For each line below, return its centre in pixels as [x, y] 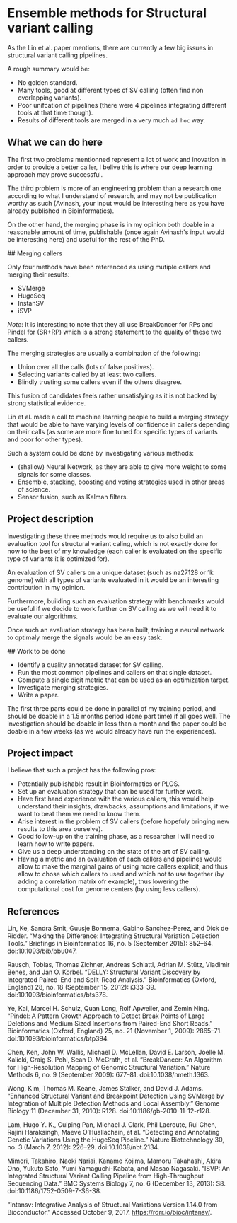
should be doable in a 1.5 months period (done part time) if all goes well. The [119, 716]
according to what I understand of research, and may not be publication [112, 195]
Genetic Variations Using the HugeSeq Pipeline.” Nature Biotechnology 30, [116, 1140]
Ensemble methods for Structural [107, 13]
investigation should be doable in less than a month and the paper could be [117, 724]
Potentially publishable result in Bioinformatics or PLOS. [99, 784]
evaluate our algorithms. [43, 616]
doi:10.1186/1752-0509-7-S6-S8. [54, 1191]
